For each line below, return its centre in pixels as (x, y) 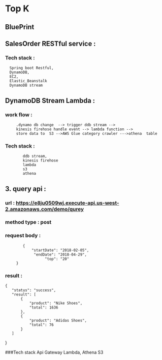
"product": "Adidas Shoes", (58, 321)
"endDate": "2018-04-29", (60, 255)
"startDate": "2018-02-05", (60, 250)
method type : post (28, 222)
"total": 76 (42, 325)
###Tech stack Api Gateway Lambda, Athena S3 (54, 353)
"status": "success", (34, 290)
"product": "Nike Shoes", (56, 303)
